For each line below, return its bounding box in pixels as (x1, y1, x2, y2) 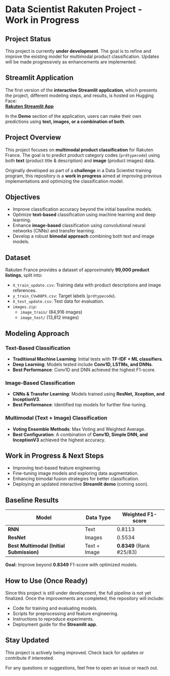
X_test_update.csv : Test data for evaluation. (12, 298, 105, 304)
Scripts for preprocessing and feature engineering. (12, 610, 119, 617)
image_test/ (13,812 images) (20, 314, 79, 320)
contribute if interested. (5, 655, 55, 661)
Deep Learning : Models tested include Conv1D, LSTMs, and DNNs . (12, 361, 153, 367)
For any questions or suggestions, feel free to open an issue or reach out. (5, 664, 158, 671)
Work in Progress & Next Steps (5, 451, 104, 460)
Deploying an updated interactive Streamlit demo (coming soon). (12, 481, 149, 487)
